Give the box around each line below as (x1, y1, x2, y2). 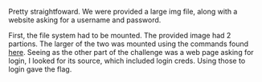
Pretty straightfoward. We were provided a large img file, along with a (8, 7, 238, 16)
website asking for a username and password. (8, 15, 162, 25)
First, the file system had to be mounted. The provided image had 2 (8, 31, 231, 40)
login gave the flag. (8, 64, 72, 74)
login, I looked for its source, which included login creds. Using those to (8, 56, 246, 65)
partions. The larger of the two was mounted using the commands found (8, 39, 249, 49)
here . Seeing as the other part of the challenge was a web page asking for (8, 48, 255, 57)
